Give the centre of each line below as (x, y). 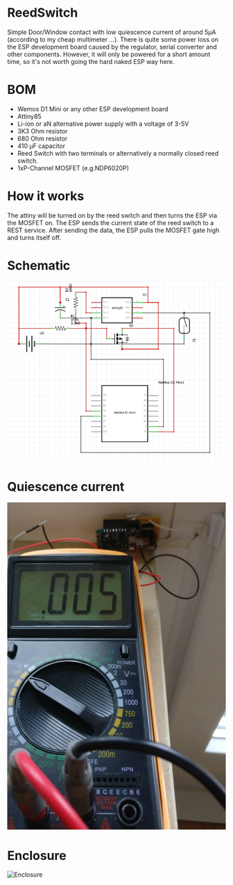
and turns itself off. (34, 237)
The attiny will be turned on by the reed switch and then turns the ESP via (112, 215)
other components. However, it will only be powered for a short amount (109, 54)
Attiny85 (29, 116)
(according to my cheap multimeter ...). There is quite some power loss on (113, 39)
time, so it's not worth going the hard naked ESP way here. (91, 61)
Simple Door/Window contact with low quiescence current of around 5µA (112, 32)
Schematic (39, 266)
